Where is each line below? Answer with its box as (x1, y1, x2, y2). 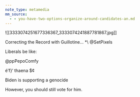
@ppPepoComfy (5, 58, 39, 64)
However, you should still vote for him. (5, 87, 83, 93)
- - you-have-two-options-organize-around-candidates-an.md (9, 16, 135, 21)
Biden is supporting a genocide (5, 77, 69, 83)
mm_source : (5, 12, 28, 17)
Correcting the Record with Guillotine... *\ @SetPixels (5, 39, 113, 45)
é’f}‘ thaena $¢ (5, 68, 35, 73)
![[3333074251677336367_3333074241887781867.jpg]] (5, 30, 117, 36)
